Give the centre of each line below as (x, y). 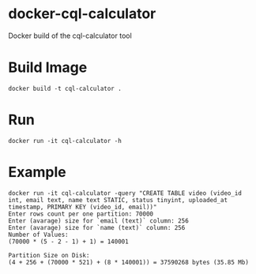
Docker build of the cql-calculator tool (70, 36)
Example (37, 172)
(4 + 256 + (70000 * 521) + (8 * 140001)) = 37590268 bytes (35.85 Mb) (128, 262)
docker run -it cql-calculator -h (65, 141)
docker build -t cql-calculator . (65, 88)
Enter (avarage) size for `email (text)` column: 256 (99, 221)
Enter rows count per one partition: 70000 (81, 214)
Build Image (48, 68)
